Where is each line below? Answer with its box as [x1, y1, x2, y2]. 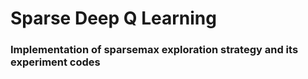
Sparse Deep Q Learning [10, 7, 217, 30]
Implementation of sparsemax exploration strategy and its [10, 43, 299, 57]
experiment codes [10, 55, 101, 69]
